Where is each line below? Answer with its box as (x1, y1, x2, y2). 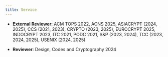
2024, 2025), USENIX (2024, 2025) (12, 37, 86, 43)
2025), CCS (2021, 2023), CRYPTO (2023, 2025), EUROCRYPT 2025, (12, 26, 155, 32)
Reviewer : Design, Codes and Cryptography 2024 (12, 46, 117, 52)
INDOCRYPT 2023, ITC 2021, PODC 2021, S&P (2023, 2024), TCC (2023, (12, 31, 163, 37)
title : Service (5, 7, 37, 12)
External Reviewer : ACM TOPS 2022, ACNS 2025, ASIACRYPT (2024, (12, 21, 157, 27)
